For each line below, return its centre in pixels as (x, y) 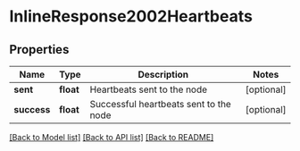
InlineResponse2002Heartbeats (131, 17)
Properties (39, 50)
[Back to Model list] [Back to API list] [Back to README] (112, 137)
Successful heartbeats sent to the (161, 104)
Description (163, 75)
